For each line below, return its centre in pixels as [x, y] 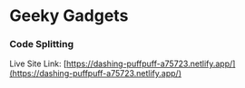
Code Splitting [42, 44]
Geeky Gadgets [69, 16]
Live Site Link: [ [38, 64]
